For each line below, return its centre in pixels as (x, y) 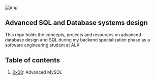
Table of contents (32, 60)
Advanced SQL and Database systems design (77, 23)
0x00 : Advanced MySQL (37, 72)
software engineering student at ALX (42, 45)
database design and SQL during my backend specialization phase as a (77, 40)
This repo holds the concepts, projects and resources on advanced (73, 35)
